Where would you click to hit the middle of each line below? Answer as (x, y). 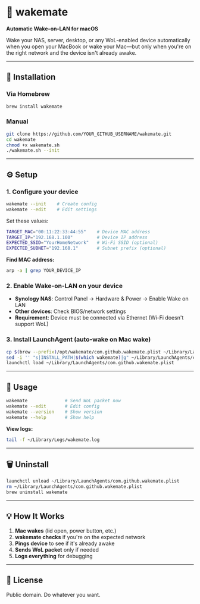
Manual (17, 121)
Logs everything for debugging (54, 556)
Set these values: (27, 221)
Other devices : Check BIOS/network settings (70, 311)
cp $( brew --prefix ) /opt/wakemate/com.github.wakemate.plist (84, 352)
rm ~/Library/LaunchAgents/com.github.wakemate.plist (74, 487)
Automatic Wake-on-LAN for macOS (52, 29)
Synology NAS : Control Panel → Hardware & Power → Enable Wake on (101, 299)
